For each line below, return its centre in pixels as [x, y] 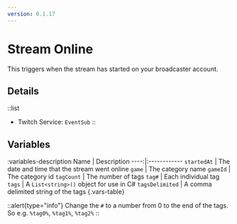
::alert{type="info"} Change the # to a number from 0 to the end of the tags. [118, 206]
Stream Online [50, 49]
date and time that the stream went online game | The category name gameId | [119, 169]
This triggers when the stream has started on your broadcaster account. [113, 69]
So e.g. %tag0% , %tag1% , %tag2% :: [53, 213]
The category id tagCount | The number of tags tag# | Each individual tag [114, 177]
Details [23, 91]
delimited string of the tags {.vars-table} [66, 192]
